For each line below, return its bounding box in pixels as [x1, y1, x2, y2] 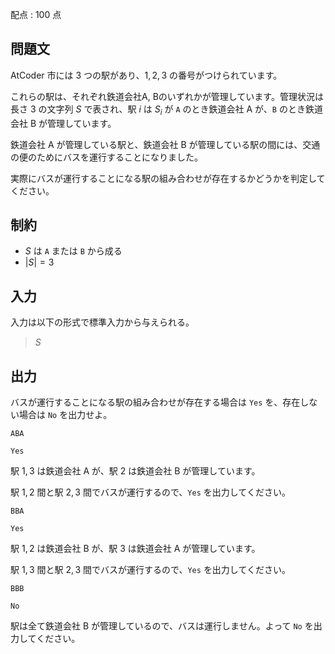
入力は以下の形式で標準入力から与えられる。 [10, 316, 195, 328]
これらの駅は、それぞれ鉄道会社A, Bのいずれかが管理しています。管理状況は [10, 90, 324, 102]
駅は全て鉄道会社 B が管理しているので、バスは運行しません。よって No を [10, 620, 314, 632]
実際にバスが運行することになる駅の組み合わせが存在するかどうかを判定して [10, 172, 326, 184]
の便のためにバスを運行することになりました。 [10, 151, 203, 163]
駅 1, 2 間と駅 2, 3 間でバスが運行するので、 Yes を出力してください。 [10, 486, 291, 498]
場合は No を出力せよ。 [18, 409, 113, 421]
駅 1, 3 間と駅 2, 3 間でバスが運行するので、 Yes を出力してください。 [10, 564, 292, 576]
